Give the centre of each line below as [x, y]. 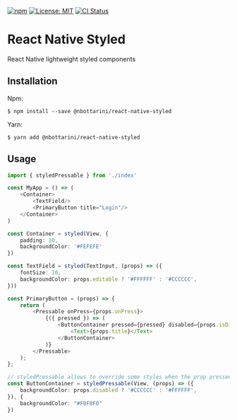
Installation [32, 81]
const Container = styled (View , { [58, 233]
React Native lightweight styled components [72, 59]
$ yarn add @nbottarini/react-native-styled [74, 137]
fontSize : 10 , [41, 273]
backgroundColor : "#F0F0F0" [61, 403]
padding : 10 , [39, 240]
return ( [33, 305]
